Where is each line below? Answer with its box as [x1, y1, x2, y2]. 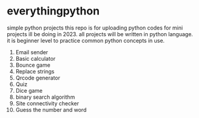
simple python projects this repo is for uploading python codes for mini [7, 24, 183, 31]
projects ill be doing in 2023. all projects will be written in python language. [7, 30, 194, 37]
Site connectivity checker [15, 99, 79, 107]
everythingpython [7, 4, 100, 18]
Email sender [15, 48, 48, 55]
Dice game [15, 87, 43, 94]
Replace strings [15, 67, 55, 75]
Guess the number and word [15, 106, 87, 113]
